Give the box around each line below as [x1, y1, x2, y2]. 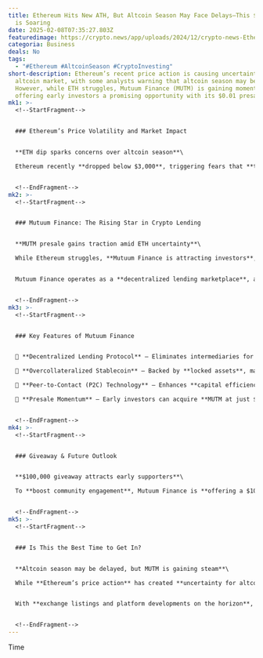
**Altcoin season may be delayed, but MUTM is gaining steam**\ [15, 565, 229, 573]
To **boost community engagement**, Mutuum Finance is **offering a [15, 487, 243, 495]
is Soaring [15, 19, 51, 27]
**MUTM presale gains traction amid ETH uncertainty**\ [15, 240, 201, 248]
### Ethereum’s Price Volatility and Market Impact [15, 127, 188, 136]
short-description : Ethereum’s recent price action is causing [8, 70, 219, 78]
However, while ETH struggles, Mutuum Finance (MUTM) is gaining [15, 84, 233, 93]
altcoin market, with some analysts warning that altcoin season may [15, 77, 247, 85]
